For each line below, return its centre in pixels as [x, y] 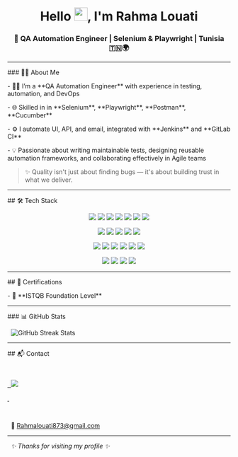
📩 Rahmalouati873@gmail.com [55, 426]
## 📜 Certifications [35, 282]
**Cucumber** [30, 115]
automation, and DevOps [44, 94]
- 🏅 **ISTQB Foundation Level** [55, 296]
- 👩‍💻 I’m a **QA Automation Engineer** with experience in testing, [105, 86]
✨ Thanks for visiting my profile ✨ [60, 446]
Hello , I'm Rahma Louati [119, 17]
